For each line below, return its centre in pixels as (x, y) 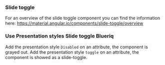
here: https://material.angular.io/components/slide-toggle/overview (74, 23)
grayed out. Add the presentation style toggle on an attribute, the (72, 52)
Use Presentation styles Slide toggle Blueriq (59, 36)
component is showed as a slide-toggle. (46, 57)
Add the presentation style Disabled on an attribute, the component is (77, 47)
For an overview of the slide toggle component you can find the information (83, 18)
